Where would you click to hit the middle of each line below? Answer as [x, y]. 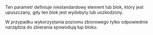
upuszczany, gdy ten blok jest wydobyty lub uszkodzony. [64, 12]
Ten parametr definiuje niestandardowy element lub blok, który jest [74, 7]
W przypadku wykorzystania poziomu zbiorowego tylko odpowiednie [76, 22]
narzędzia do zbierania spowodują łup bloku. [51, 27]
